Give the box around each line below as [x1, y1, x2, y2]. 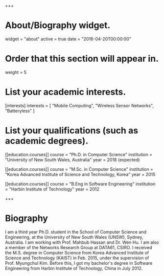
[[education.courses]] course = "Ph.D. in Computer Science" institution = [5, 151, 153, 157]
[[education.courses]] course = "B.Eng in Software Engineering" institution [5, 181, 156, 186]
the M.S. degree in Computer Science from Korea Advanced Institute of [5, 250, 149, 255]
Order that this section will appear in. [5, 53, 159, 64]
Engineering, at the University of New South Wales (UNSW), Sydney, [5, 234, 143, 240]
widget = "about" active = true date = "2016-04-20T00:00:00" [5, 36, 131, 42]
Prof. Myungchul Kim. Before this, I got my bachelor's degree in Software [5, 260, 153, 266]
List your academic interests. [5, 87, 126, 98]
